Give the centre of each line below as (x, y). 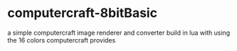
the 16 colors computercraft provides (62, 40)
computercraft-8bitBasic (83, 13)
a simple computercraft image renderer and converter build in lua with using (119, 33)
